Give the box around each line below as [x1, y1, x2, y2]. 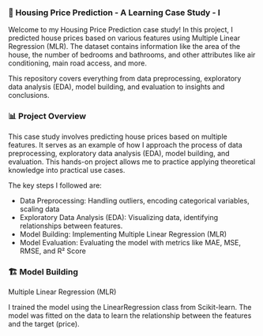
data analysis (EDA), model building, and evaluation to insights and [8, 82, 225, 91]
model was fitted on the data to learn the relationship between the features [8, 311, 252, 320]
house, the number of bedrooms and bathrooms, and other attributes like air [8, 50, 256, 60]
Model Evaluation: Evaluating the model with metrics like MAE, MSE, [19, 237, 241, 247]
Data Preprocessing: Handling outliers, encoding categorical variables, [19, 196, 250, 205]
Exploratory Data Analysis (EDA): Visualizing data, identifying [19, 212, 219, 222]
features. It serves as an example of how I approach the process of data [8, 140, 242, 149]
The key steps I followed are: [8, 181, 103, 190]
